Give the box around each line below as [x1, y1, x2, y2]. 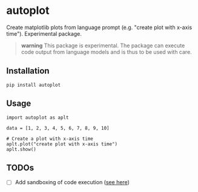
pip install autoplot [6, 82, 61, 88]
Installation [6, 66, 50, 76]
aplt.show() [6, 146, 36, 152]
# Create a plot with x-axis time [6, 136, 94, 142]
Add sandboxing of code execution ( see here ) [15, 179, 130, 186]
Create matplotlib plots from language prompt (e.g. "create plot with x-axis [6, 24, 193, 31]
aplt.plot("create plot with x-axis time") [6, 141, 118, 147]
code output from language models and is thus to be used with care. [21, 48, 192, 55]
